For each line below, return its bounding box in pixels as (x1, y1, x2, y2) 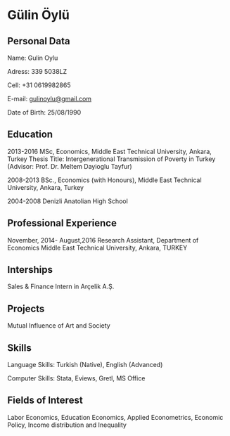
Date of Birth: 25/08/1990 (7, 108, 82, 116)
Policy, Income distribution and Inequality (7, 421, 127, 429)
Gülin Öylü (7, 7, 70, 23)
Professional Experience (7, 217, 117, 229)
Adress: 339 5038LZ (7, 68, 68, 75)
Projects (7, 302, 45, 314)
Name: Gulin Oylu (7, 53, 58, 62)
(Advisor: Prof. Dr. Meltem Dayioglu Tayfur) (7, 162, 132, 170)
